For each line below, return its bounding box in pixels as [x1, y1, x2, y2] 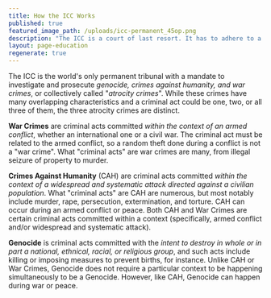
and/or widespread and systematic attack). [8, 222, 152, 232]
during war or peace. [8, 281, 78, 290]
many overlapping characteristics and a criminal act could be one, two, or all [8, 97, 262, 106]
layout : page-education [8, 42, 89, 50]
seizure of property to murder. [8, 155, 109, 165]
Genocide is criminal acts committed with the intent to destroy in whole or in [8, 238, 262, 247]
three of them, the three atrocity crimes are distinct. [8, 106, 180, 115]
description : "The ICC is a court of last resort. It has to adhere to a [8, 34, 262, 43]
